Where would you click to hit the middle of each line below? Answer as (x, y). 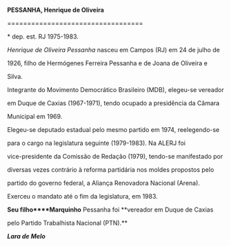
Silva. (15, 76)
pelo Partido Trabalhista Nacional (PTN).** (67, 223)
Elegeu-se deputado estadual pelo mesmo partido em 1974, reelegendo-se (113, 130)
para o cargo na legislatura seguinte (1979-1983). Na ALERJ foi (97, 143)
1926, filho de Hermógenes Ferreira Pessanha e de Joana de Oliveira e (108, 63)
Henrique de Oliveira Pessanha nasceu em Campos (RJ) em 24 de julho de (114, 50)
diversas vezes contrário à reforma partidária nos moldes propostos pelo (111, 170)
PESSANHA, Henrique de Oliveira (56, 10)
